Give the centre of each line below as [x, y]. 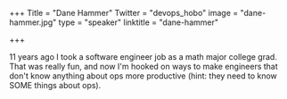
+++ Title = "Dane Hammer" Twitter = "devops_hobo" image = [124, 13]
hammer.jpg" [33, 22]
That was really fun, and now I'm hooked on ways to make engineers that [143, 66]
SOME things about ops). [55, 85]
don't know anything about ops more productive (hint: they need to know [143, 76]
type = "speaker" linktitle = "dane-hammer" [138, 22]
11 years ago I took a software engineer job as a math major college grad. [143, 57]
